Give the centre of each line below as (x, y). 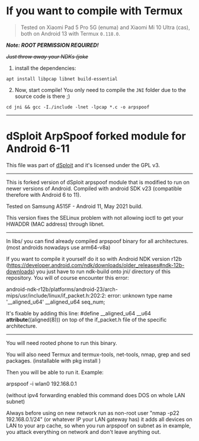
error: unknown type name (140, 295)
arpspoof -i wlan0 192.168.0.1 (41, 384)
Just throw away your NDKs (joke (47, 56)
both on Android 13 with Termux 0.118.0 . (70, 33)
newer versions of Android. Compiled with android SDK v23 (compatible (94, 188)
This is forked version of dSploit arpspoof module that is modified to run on (98, 182)
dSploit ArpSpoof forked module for (96, 136)
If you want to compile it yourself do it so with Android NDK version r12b (94, 258)
